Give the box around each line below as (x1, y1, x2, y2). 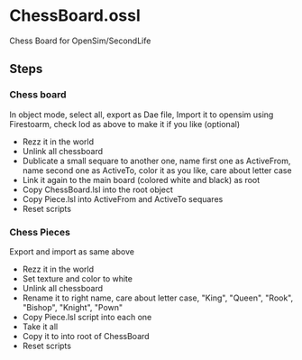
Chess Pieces (9, 226, 70, 238)
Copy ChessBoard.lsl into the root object (22, 184, 174, 195)
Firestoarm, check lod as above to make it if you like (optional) (9, 118, 241, 129)
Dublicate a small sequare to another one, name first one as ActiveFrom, (22, 155, 291, 166)
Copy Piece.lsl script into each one (22, 311, 152, 322)
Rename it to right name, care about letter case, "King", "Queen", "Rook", (22, 292, 294, 303)
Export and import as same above (9, 245, 135, 257)
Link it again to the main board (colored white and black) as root (22, 174, 261, 185)
